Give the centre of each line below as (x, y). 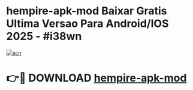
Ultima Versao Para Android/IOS (88, 24)
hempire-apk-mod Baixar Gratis (87, 11)
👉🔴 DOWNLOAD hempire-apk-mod (96, 78)
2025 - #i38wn (44, 36)
